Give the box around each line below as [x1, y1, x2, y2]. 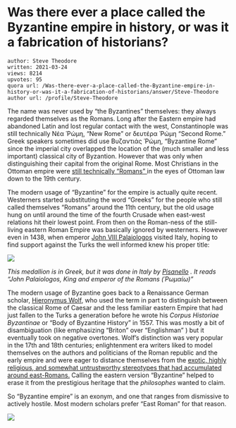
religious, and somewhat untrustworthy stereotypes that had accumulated [7, 363, 222, 372]
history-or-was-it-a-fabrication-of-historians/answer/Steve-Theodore [7, 88, 219, 95]
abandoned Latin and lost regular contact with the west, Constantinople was [7, 121, 229, 130]
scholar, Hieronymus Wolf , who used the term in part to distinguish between [7, 295, 228, 304]
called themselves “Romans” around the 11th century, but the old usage [7, 202, 214, 212]
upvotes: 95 [7, 75, 42, 83]
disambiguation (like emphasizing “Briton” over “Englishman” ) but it [7, 326, 204, 334]
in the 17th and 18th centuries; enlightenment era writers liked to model [7, 341, 213, 349]
